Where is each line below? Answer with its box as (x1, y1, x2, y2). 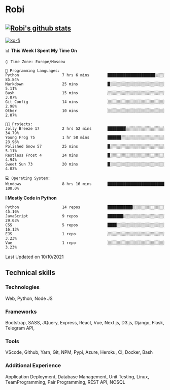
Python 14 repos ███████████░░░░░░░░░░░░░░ (5, 205, 165, 210)
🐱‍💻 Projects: (5, 122, 33, 127)
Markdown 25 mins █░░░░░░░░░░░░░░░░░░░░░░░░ (5, 81, 165, 87)
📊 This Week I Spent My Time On (5, 47, 77, 53)
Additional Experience (5, 362, 61, 369)
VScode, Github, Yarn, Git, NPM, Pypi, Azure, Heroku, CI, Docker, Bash (5, 349, 153, 355)
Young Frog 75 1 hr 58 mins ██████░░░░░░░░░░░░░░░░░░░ (5, 135, 165, 140)
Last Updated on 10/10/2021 (5, 254, 64, 260)
